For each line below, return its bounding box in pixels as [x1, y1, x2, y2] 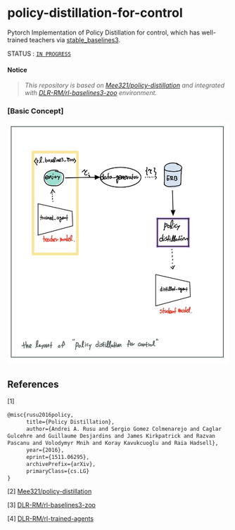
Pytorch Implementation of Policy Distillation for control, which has [7, 28, 201, 37]
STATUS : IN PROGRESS [7, 49, 72, 58]
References [7, 378, 59, 390]
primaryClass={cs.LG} [25, 468, 90, 475]
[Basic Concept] [7, 106, 64, 116]
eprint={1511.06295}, [25, 454, 90, 461]
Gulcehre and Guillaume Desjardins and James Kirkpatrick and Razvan [7, 433, 216, 440]
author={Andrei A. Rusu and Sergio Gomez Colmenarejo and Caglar [25, 426, 222, 433]
